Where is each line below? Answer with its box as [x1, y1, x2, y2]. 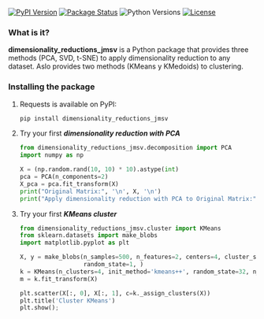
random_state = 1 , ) [83, 261, 144, 269]
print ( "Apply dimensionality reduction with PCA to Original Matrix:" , [19, 195, 260, 202]
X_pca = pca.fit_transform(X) [19, 180, 120, 188]
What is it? [8, 27, 50, 38]
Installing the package [8, 81, 95, 92]
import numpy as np [19, 151, 84, 159]
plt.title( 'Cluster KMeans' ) [19, 296, 116, 305]
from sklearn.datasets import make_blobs [19, 232, 158, 239]
